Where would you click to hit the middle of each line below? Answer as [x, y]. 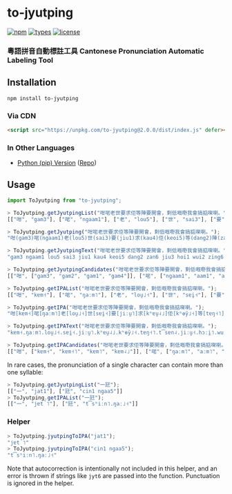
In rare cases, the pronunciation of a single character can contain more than [115, 365]
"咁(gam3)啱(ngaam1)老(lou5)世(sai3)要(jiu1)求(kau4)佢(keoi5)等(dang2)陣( [114, 238]
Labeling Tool [30, 60]
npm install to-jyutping [43, 98]
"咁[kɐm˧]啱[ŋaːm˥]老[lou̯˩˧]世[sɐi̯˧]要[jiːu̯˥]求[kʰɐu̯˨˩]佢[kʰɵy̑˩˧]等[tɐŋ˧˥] [116, 314]
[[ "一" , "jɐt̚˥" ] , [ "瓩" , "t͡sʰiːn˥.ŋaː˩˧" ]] [73, 404]
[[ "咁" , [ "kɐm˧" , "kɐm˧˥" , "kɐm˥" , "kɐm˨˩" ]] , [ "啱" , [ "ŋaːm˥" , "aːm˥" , [113, 351]
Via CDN [22, 115]
